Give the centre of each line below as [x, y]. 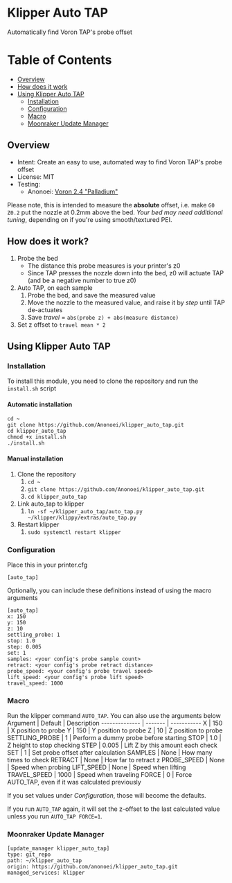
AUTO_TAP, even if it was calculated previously [74, 782]
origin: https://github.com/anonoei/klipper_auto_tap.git [92, 867]
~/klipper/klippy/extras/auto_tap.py [82, 517]
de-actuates [45, 309]
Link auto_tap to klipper [51, 504]
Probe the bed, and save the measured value [91, 295]
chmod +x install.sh [37, 437]
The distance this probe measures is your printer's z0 [104, 266]
